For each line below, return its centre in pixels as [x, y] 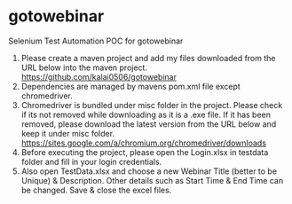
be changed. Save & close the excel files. [96, 190]
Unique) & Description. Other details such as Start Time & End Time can [152, 180]
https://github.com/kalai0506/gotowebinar [99, 76]
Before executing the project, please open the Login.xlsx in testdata [145, 152]
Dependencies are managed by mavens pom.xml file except [130, 86]
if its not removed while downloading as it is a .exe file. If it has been [146, 114]
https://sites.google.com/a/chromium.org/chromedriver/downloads [144, 143]
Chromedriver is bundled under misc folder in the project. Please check [152, 105]
